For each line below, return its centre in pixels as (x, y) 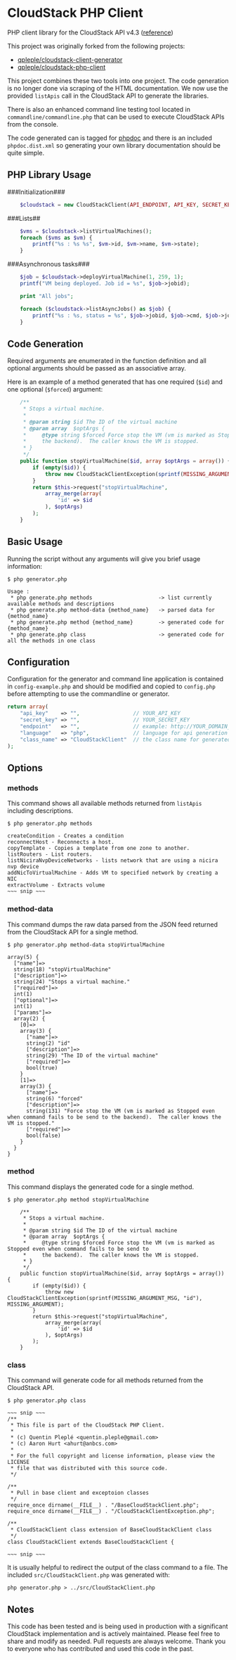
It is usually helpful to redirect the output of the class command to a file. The (118, 1568)
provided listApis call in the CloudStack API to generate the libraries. (108, 96)
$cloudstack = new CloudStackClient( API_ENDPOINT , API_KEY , (110, 205)
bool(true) (42, 1068)
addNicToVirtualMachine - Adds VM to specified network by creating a (113, 873)
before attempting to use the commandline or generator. (88, 694)
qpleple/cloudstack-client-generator (70, 59)
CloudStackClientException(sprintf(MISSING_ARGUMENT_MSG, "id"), (105, 1298)
